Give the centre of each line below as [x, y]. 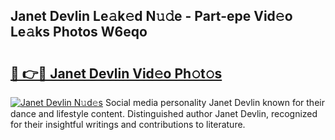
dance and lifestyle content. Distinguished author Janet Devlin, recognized [164, 113]
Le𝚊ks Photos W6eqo [79, 32]
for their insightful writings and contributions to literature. [128, 124]
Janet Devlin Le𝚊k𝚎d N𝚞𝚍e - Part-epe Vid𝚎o [151, 16]
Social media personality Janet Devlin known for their [214, 102]
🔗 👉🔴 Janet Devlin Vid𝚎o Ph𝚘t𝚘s [116, 73]
